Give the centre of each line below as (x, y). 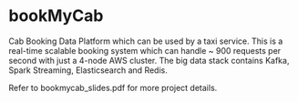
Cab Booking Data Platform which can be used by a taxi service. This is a (146, 41)
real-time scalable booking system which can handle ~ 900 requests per (145, 50)
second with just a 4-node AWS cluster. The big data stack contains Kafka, (149, 60)
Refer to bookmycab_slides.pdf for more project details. (113, 87)
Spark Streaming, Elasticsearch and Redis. (88, 70)
